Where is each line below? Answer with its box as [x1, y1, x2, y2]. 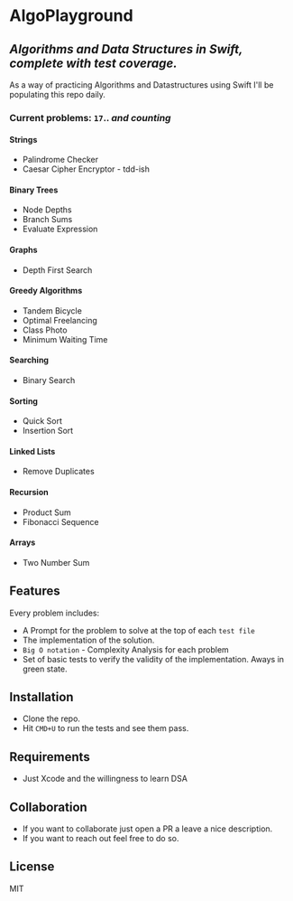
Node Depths [22, 204, 72, 215]
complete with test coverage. [9, 55, 178, 70]
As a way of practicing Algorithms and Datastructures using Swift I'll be [9, 80, 274, 90]
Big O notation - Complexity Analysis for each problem [22, 643, 230, 655]
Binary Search [22, 374, 76, 385]
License [9, 859, 55, 875]
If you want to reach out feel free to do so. [22, 833, 179, 843]
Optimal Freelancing [22, 314, 97, 325]
